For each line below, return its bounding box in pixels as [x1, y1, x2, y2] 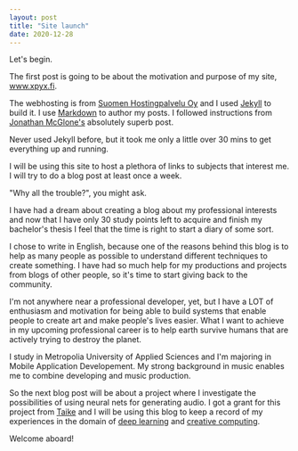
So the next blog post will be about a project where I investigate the [9, 388, 256, 398]
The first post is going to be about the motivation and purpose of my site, [9, 71, 278, 82]
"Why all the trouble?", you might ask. [9, 188, 147, 199]
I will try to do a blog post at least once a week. [9, 170, 182, 181]
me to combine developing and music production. [9, 371, 191, 381]
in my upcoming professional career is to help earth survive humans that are [9, 324, 289, 335]
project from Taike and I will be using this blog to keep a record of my [9, 406, 263, 417]
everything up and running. [9, 143, 109, 154]
